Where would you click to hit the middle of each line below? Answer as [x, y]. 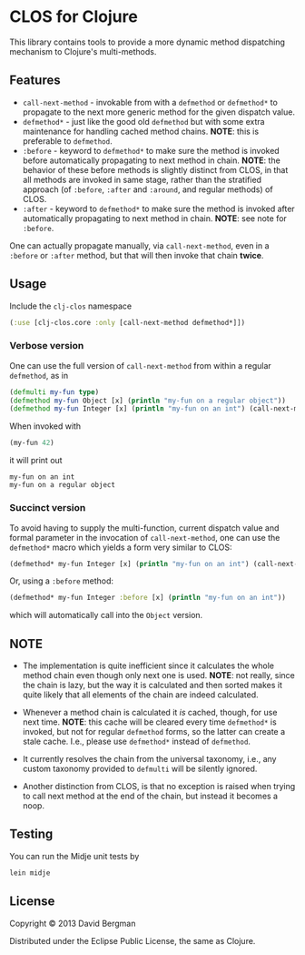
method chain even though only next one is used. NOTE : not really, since [158, 676]
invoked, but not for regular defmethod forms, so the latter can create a [154, 732]
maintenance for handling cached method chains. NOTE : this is [141, 131]
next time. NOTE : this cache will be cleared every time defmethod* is [149, 722]
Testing [31, 834]
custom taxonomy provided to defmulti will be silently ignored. [140, 769]
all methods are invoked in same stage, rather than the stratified [142, 179]
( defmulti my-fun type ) [54, 392]
